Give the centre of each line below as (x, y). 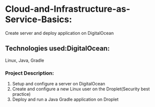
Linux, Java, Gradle (25, 60)
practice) (21, 94)
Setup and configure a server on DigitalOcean (59, 84)
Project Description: (30, 73)
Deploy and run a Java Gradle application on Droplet (65, 100)
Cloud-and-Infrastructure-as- (68, 9)
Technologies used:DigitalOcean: (57, 48)
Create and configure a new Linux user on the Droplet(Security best (81, 89)
